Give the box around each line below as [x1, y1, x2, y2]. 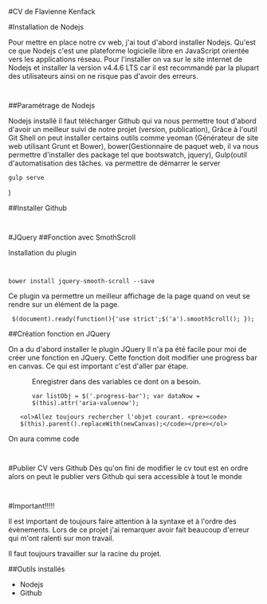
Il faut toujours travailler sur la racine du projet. [8, 549, 162, 558]
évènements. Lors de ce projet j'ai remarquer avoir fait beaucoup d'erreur [8, 525, 249, 534]
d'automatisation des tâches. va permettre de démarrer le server [8, 158, 221, 168]
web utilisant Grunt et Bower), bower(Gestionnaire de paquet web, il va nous [8, 142, 259, 150]
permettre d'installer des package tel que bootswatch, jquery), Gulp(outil [8, 150, 247, 159]
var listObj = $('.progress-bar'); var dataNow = [31, 392, 201, 400]
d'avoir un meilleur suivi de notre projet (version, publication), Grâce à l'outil [8, 125, 257, 134]
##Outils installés [8, 564, 65, 574]
